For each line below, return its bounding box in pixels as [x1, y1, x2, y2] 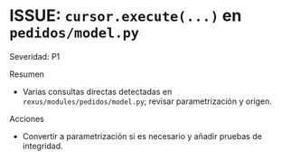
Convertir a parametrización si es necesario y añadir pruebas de [22, 130, 262, 141]
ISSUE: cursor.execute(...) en [9, 5, 242, 26]
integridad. [22, 140, 63, 151]
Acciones [9, 113, 45, 124]
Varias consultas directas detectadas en [22, 86, 173, 97]
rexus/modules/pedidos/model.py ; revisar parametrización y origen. [22, 96, 273, 107]
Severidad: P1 [9, 51, 61, 61]
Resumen [9, 69, 45, 80]
